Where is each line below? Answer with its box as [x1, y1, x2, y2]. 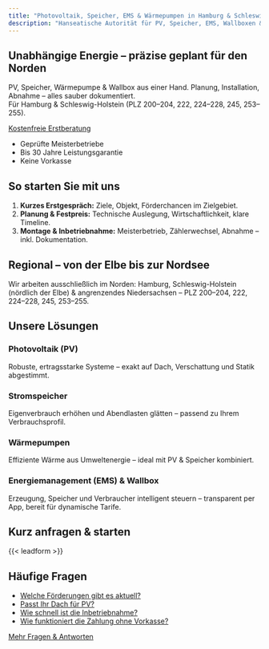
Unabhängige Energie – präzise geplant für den [8, 49, 248, 62]
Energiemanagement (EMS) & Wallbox [8, 475, 159, 486]
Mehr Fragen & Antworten [8, 632, 94, 642]
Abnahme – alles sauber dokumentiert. [8, 91, 136, 101]
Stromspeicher [8, 390, 68, 401]
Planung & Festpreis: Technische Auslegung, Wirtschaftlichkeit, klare [19, 209, 250, 219]
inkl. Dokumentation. [19, 235, 88, 244]
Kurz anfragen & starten [8, 525, 130, 538]
